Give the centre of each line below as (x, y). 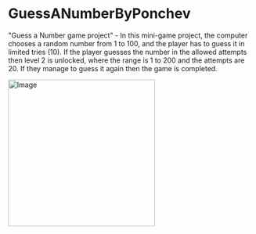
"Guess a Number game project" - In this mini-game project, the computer (128, 35)
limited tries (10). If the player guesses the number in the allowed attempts (128, 52)
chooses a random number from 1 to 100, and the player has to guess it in (126, 43)
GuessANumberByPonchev (99, 14)
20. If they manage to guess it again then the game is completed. (113, 68)
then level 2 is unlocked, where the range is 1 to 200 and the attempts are (126, 60)
